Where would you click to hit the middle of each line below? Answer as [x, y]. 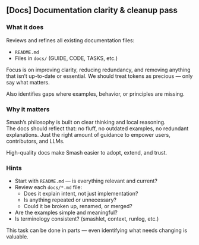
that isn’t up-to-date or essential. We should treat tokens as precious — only [99, 76]
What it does [25, 27]
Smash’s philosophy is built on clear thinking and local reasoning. [86, 122]
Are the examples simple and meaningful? [66, 213]
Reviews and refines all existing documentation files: [70, 40]
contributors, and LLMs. [35, 141]
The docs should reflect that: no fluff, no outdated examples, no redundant [97, 128]
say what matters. [28, 82]
